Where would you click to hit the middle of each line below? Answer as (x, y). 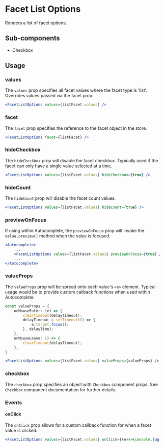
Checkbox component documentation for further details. (61, 390)
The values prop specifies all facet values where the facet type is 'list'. (76, 90)
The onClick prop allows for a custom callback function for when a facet (78, 425)
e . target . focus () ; (50, 325)
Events (14, 402)
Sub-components (33, 38)
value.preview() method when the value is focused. (58, 236)
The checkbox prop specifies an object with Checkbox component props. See (82, 384)
